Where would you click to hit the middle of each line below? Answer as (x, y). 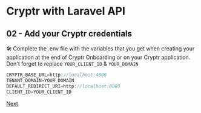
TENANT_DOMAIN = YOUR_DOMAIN (40, 80)
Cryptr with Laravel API (66, 11)
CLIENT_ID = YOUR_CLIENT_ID (39, 92)
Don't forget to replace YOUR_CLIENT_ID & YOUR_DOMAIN (72, 64)
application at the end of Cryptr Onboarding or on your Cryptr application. (98, 57)
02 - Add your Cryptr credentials (69, 34)
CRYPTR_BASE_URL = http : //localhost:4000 (57, 75)
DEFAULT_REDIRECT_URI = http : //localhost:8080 (63, 86)
